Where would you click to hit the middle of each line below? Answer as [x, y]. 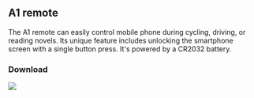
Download [28, 69]
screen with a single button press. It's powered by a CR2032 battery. [120, 49]
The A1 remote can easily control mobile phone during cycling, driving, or [127, 32]
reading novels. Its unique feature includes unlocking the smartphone [121, 40]
